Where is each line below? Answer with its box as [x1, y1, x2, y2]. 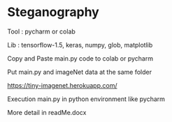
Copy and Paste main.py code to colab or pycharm [7, 54, 154, 63]
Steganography [7, 4, 99, 20]
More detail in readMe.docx [7, 108, 87, 116]
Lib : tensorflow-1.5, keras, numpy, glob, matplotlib [7, 40, 153, 49]
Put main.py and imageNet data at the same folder [7, 68, 152, 76]
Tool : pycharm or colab [7, 27, 76, 36]
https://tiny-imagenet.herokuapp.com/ [7, 81, 117, 89]
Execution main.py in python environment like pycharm [7, 95, 166, 103]
